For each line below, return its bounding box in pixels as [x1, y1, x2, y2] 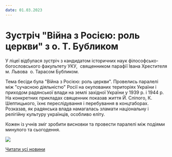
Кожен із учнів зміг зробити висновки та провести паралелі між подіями [5, 121, 165, 127]
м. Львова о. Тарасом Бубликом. [5, 68, 79, 74]
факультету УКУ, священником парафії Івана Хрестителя [42, 63, 167, 69]
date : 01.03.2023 [5, 7, 43, 13]
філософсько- [128, 57, 159, 64]
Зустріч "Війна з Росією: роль [5, 29, 140, 41]
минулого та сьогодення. [5, 126, 61, 132]
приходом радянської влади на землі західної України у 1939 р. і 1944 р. [5, 89, 164, 95]
